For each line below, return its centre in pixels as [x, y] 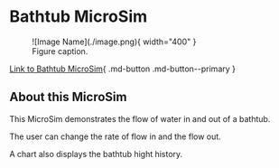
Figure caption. [60, 51]
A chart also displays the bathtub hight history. [96, 154]
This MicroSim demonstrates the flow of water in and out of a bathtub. [140, 118]
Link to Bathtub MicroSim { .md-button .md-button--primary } [123, 69]
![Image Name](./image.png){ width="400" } [114, 42]
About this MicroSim [68, 97]
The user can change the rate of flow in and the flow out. [115, 136]
